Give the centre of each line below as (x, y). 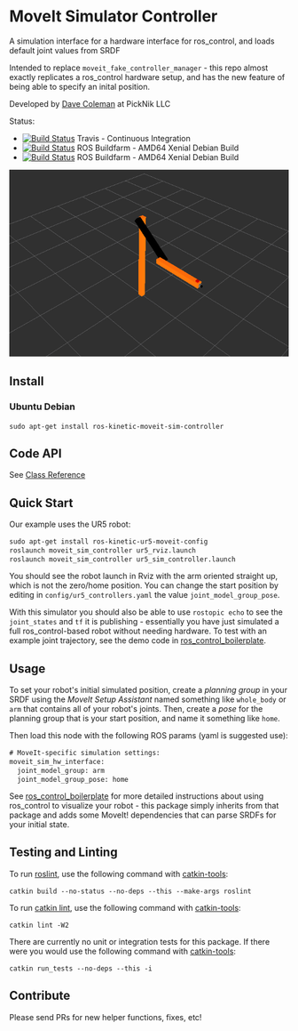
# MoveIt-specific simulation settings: (85, 753)
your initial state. (39, 825)
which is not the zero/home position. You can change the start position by (144, 585)
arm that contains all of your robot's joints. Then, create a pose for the (136, 709)
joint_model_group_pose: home (73, 780)
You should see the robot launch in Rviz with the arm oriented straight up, (144, 576)
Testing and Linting (63, 853)
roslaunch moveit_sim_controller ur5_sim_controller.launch (123, 560)
